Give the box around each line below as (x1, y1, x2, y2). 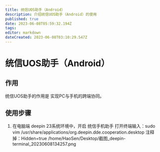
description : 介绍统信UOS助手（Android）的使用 (5, 12, 97, 17)
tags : (5, 26, 16, 31)
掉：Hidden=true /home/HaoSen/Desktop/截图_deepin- (12, 135, 126, 141)
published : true (5, 16, 39, 21)
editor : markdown (5, 30, 41, 35)
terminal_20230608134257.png (12, 141, 76, 147)
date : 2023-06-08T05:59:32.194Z (5, 21, 72, 26)
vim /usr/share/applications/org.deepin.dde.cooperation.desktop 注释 (12, 129, 155, 135)
